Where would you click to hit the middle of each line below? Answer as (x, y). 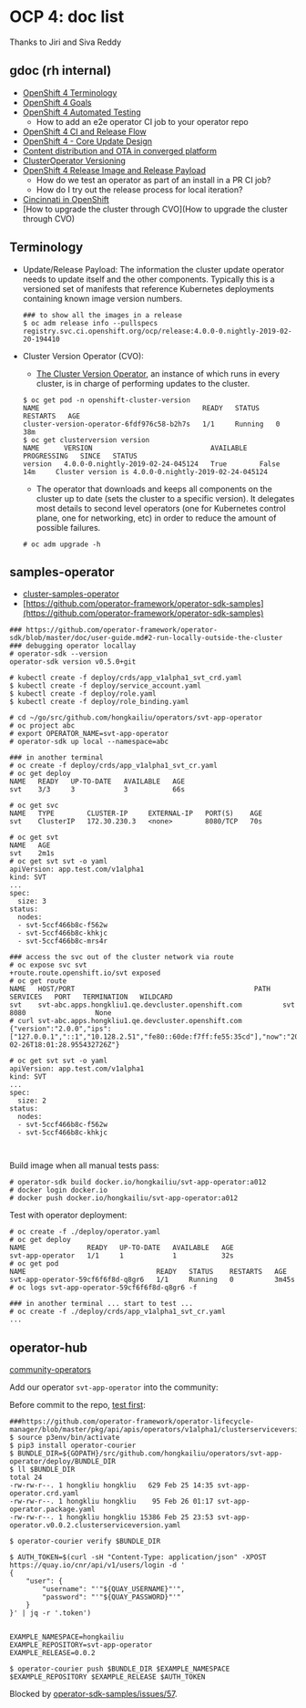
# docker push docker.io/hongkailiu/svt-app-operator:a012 (124, 1198)
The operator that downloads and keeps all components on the (154, 489)
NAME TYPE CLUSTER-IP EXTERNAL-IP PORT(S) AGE (136, 813)
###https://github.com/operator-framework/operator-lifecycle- (132, 1422)
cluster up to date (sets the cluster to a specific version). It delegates (165, 498)
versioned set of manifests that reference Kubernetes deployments (148, 288)
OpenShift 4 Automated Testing (82, 112)
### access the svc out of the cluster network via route (122, 958)
